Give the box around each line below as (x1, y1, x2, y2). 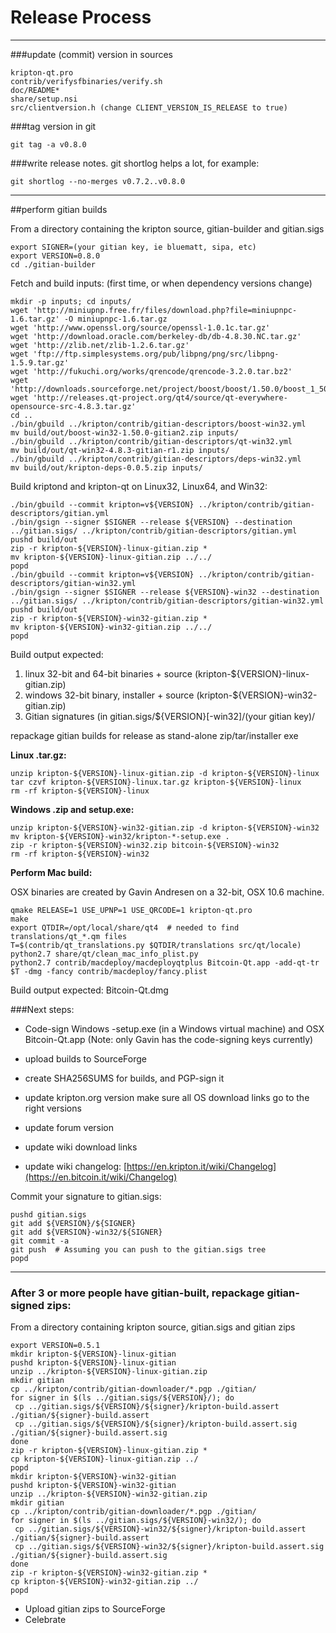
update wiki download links (24, 1141, 138, 1153)
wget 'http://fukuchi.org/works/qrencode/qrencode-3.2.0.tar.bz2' (10, 366, 293, 376)
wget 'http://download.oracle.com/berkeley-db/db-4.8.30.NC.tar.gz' (10, 331, 302, 341)
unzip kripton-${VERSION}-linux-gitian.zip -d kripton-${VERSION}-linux (10, 768, 320, 778)
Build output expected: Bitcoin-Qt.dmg (10, 984, 169, 996)
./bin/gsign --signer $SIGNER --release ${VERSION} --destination (10, 517, 293, 527)
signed (10, 1298, 45, 1312)
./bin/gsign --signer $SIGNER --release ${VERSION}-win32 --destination (10, 587, 320, 597)
